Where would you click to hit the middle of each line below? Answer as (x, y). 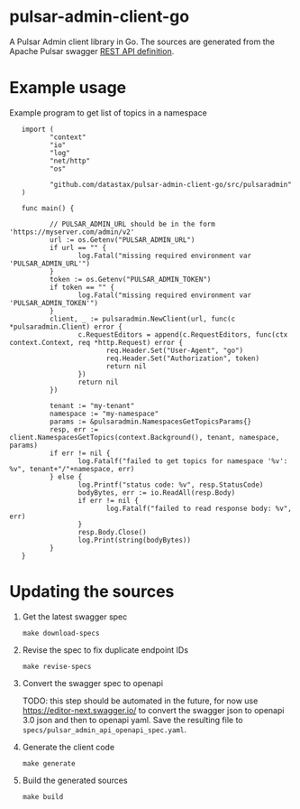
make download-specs (61, 633)
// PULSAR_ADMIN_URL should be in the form (132, 224)
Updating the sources (92, 592)
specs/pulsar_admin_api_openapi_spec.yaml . (105, 730)
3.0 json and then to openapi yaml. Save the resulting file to (132, 720)
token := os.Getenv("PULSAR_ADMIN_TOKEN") (130, 279)
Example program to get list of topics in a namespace (108, 112)
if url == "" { (77, 247)
